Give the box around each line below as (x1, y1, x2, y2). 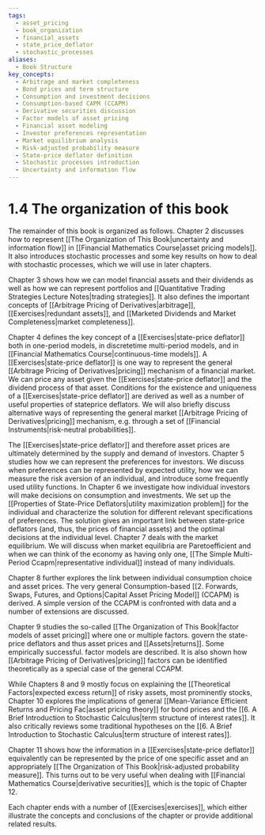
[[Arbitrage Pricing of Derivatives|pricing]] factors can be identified (8, 656, 228, 665)
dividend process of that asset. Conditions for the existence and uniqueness (8, 383, 257, 392)
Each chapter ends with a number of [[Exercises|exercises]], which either (8, 802, 248, 811)
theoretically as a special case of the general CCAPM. (8, 663, 184, 673)
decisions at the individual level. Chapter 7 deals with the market (8, 532, 218, 542)
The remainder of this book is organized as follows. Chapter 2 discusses (8, 226, 244, 236)
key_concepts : (8, 70, 55, 78)
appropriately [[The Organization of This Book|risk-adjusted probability (8, 761, 240, 771)
